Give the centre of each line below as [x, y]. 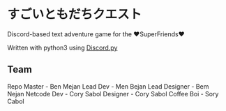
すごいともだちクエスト [75, 14]
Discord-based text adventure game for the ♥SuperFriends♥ [96, 34]
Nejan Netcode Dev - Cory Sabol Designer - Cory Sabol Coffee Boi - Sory [113, 94]
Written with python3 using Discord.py [62, 47]
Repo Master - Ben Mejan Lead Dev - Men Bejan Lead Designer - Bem [108, 86]
